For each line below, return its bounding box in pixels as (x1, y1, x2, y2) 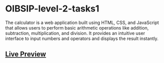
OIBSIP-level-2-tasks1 (5, 3, 100, 14)
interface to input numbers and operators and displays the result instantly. (5, 35, 158, 41)
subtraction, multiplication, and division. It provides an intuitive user (5, 30, 145, 36)
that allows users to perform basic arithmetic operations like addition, (5, 24, 149, 30)
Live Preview (5, 50, 46, 58)
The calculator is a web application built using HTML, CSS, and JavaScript (5, 19, 159, 25)
